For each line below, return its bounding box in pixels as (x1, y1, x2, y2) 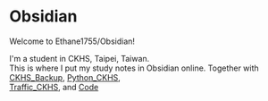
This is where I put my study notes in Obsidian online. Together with (9, 63, 259, 73)
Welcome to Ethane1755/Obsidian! (9, 36, 136, 46)
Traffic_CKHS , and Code (9, 81, 99, 92)
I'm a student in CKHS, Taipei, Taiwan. (9, 53, 150, 63)
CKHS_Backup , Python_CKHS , (9, 72, 121, 82)
